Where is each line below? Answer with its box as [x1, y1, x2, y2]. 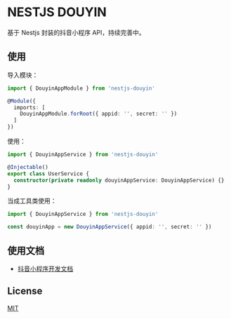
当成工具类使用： [7, 197, 57, 205]
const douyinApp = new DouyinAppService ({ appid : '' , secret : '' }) [7, 224, 212, 231]
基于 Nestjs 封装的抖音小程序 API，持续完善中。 [7, 28, 145, 36]
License [7, 285, 43, 297]
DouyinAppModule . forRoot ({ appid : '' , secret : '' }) [20, 110, 178, 118]
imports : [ [13, 104, 46, 111]
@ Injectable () [7, 163, 49, 170]
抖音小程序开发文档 [17, 264, 74, 273]
